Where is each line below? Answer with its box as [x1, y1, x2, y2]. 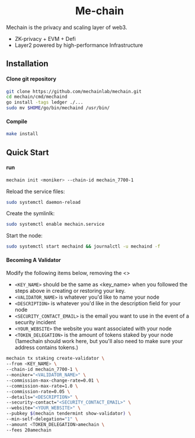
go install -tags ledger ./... [6, 100, 84, 105]
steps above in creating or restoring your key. [14, 287, 126, 295]
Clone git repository [6, 75, 56, 82]
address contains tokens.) [14, 344, 79, 351]
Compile [6, 117, 28, 125]
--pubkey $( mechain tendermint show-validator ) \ [6, 411, 132, 417]
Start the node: [6, 232, 43, 239]
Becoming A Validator [6, 256, 61, 263]
